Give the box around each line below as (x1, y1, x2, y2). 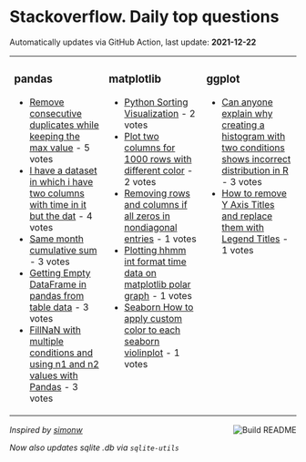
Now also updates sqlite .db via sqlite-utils (9, 442, 179, 453)
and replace (221, 210, 273, 222)
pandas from (29, 289, 85, 302)
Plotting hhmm (124, 243, 187, 256)
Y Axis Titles (221, 198, 275, 210)
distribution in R (221, 164, 289, 177)
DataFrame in (29, 278, 87, 291)
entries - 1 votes (124, 232, 198, 245)
